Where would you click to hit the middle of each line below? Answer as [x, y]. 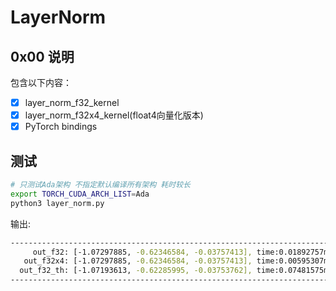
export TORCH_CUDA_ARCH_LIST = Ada [80, 194]
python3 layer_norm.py [57, 203]
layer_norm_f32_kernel [72, 102]
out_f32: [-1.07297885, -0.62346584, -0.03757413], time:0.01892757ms [182, 252]
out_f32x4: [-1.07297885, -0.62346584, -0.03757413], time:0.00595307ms [178, 261]
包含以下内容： [41, 82]
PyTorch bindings [61, 127]
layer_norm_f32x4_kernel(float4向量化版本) [114, 115]
